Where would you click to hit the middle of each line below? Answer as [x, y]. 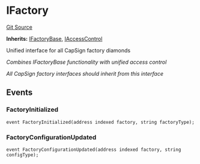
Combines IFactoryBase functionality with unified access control [86, 62]
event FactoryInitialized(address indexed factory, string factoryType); [101, 122]
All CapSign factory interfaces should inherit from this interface [85, 73]
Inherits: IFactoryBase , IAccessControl [54, 38]
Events [20, 93]
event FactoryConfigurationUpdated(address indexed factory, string [94, 150]
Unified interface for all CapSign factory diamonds [68, 50]
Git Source [20, 27]
